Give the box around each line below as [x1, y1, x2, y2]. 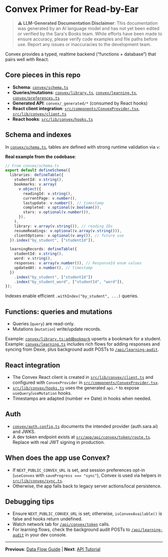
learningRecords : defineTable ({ [9, 247, 77, 252]
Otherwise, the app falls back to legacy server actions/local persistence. [12, 483, 161, 489]
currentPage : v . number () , [23, 196, 77, 201]
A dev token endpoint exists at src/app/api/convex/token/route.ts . [12, 434, 151, 440]
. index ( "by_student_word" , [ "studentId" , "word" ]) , [14, 279, 124, 284]
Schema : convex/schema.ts [12, 84, 68, 90]
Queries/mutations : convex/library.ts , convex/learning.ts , [12, 89, 137, 96]
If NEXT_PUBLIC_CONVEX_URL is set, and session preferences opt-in [12, 467, 145, 473]
